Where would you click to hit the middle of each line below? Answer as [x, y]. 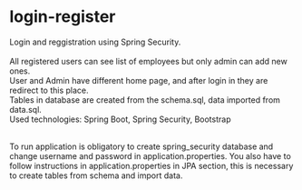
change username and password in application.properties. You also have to [151, 155]
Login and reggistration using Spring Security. [95, 42]
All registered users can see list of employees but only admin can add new [148, 61]
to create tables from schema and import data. [96, 175]
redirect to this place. [49, 90]
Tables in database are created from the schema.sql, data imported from [145, 100]
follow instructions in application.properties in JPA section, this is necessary [151, 165]
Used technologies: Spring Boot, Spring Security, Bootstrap [120, 119]
